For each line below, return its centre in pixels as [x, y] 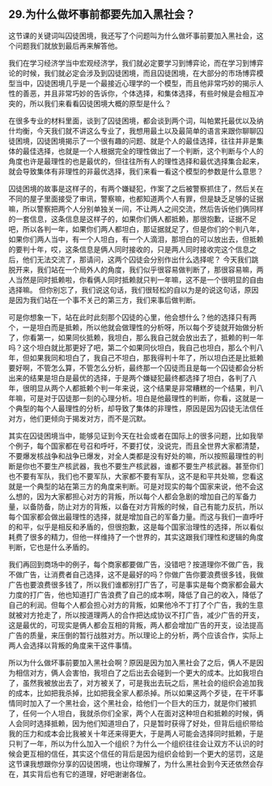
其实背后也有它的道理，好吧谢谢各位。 [86, 774]
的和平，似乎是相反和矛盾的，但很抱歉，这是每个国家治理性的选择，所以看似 [136, 527]
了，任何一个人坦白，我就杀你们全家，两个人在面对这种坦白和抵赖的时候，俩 [136, 713]
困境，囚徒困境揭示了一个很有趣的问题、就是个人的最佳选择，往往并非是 [136, 141]
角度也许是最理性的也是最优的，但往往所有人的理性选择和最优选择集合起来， [136, 161]
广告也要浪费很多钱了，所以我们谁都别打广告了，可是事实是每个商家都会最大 [136, 584]
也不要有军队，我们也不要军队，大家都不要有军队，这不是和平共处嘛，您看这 [136, 476]
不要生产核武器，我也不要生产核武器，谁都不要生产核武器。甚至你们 [150, 466]
